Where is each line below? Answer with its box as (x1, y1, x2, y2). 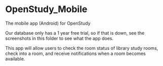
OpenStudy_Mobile (5, 4, 88, 15)
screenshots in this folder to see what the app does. (5, 35, 114, 41)
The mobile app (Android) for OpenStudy (5, 20, 91, 26)
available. (5, 55, 25, 61)
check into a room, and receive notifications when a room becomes (5, 50, 146, 56)
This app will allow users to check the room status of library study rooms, (5, 45, 158, 51)
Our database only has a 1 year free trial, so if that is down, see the (5, 30, 145, 36)
